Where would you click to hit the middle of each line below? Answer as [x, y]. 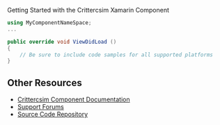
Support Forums [40, 107]
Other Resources [45, 83]
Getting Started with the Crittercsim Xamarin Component [88, 10]
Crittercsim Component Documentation [73, 99]
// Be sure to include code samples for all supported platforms [117, 55]
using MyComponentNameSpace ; [49, 23]
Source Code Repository [53, 115]
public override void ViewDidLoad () [62, 42]
